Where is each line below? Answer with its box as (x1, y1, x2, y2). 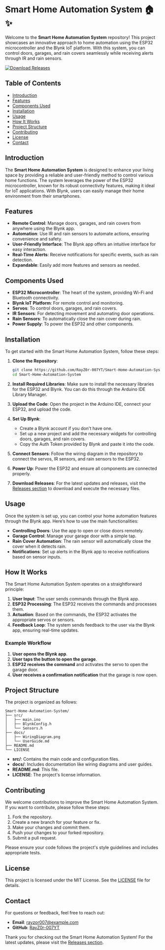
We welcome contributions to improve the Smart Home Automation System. (5, 799, 159, 805)
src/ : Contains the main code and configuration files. (12, 756, 120, 762)
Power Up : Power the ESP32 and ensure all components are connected (12, 465, 158, 471)
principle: (5, 586, 25, 592)
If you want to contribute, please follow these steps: (5, 805, 111, 810)
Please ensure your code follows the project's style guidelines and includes (5, 844, 159, 850)
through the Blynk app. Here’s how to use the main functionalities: (5, 518, 139, 524)
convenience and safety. (12, 236, 63, 242)
